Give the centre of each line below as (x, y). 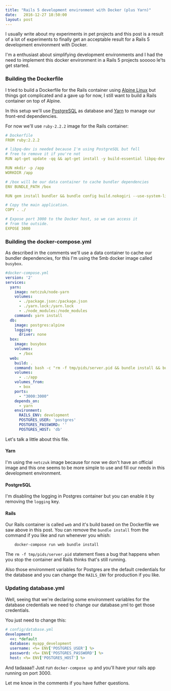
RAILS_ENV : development (44, 415)
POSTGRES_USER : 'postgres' (47, 420)
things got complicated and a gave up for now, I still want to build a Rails (81, 95)
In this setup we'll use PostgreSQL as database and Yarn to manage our (80, 111)
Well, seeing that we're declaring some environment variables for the (77, 599)
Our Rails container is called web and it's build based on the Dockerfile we (82, 525)
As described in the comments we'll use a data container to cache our (79, 253)
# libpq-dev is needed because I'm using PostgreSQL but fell (73, 149)
